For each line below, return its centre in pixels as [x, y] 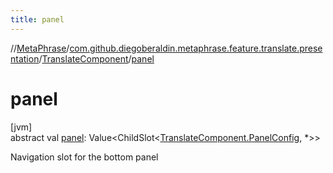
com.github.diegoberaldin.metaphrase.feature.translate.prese [196, 48]
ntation [25, 58]
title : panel [37, 19]
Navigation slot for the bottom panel [84, 157]
